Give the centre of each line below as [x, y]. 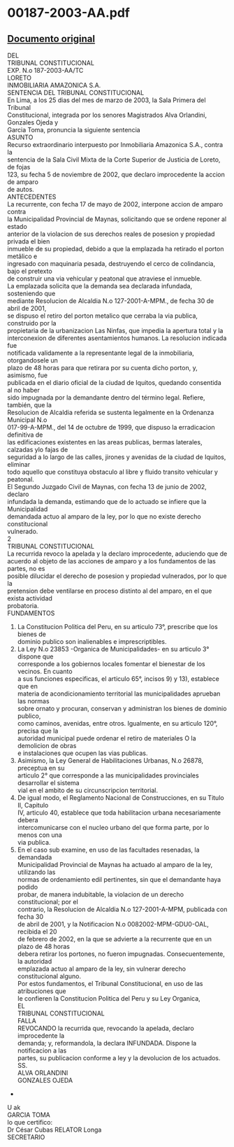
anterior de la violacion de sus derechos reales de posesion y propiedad [111, 234]
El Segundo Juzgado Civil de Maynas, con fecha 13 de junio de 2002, [107, 487]
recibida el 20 [37, 931]
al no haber [23, 390]
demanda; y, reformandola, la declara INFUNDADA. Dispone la [107, 1043]
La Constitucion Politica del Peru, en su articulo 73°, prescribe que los [117, 627]
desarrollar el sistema [48, 783]
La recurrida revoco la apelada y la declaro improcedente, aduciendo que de [117, 554]
